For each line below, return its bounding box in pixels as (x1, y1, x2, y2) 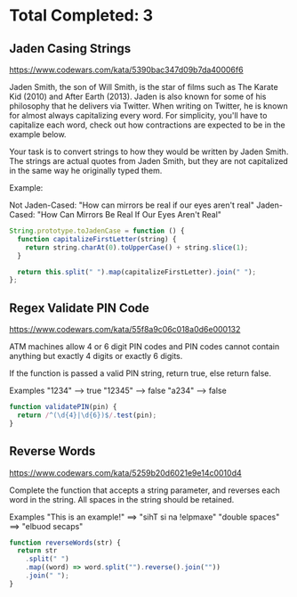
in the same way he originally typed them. (9, 166, 163, 176)
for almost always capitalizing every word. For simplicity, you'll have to (9, 110, 268, 120)
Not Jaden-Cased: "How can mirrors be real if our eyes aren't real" (9, 200, 255, 210)
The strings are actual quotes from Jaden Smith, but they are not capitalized (9, 156, 289, 166)
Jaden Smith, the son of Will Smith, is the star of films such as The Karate (9, 82, 278, 92)
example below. (9, 129, 67, 139)
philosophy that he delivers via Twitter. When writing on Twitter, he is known (9, 101, 288, 111)
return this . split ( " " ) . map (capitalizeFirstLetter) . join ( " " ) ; (17, 267, 257, 276)
